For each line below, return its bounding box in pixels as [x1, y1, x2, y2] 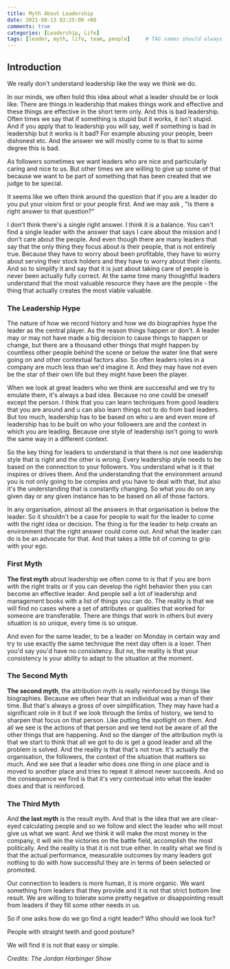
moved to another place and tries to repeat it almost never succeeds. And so [7, 767, 224, 775]
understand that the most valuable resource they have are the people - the [7, 279, 218, 287]
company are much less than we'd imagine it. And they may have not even [7, 363, 218, 372]
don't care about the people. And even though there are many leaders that [7, 235, 218, 243]
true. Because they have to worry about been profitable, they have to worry [7, 249, 221, 258]
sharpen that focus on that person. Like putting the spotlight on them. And [7, 716, 217, 724]
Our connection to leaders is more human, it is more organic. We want [7, 879, 205, 888]
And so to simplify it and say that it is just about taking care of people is [7, 264, 209, 273]
